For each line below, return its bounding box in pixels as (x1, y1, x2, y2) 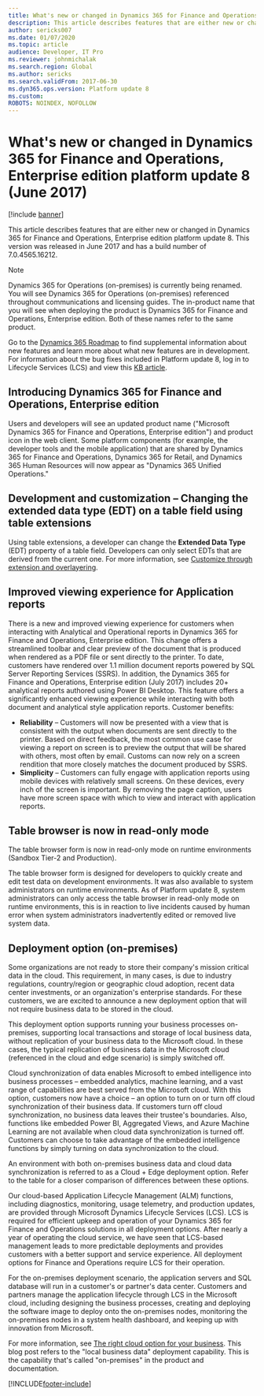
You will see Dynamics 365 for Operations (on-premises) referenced (8, 289, 229, 299)
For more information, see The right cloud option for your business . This (8, 1338, 242, 1348)
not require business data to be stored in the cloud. (8, 1004, 174, 1014)
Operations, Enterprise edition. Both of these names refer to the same (8, 314, 233, 324)
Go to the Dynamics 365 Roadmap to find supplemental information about (8, 338, 247, 347)
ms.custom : (8, 92, 44, 100)
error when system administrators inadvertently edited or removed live (8, 911, 236, 920)
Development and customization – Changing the (8, 492, 249, 505)
